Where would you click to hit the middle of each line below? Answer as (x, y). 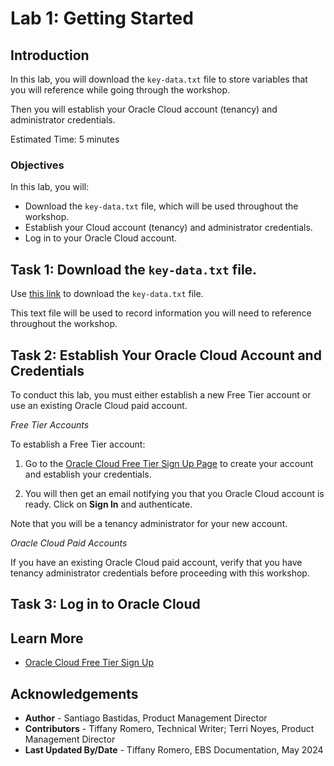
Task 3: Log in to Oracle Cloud (105, 604)
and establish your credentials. (88, 474)
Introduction (50, 55)
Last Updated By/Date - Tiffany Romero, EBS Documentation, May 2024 (174, 749)
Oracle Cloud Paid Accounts (69, 543)
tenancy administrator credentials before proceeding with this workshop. (160, 573)
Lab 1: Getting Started (102, 18)
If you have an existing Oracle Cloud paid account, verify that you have (156, 562)
